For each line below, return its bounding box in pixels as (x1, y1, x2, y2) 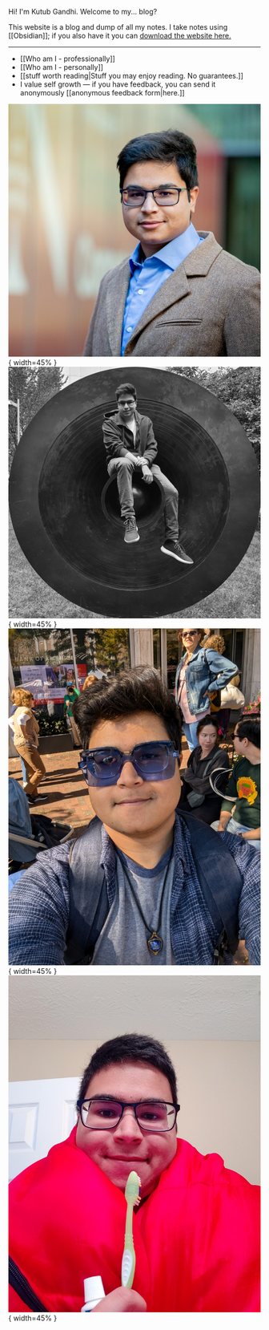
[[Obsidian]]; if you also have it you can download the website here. (8, 31, 232, 40)
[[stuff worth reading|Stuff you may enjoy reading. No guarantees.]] (19, 71, 244, 80)
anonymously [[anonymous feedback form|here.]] (19, 88, 186, 97)
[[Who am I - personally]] (19, 63, 104, 71)
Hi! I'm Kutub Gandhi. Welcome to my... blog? (8, 7, 158, 16)
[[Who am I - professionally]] (19, 54, 116, 63)
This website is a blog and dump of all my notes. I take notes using (8, 22, 228, 31)
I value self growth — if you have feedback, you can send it (19, 79, 216, 89)
